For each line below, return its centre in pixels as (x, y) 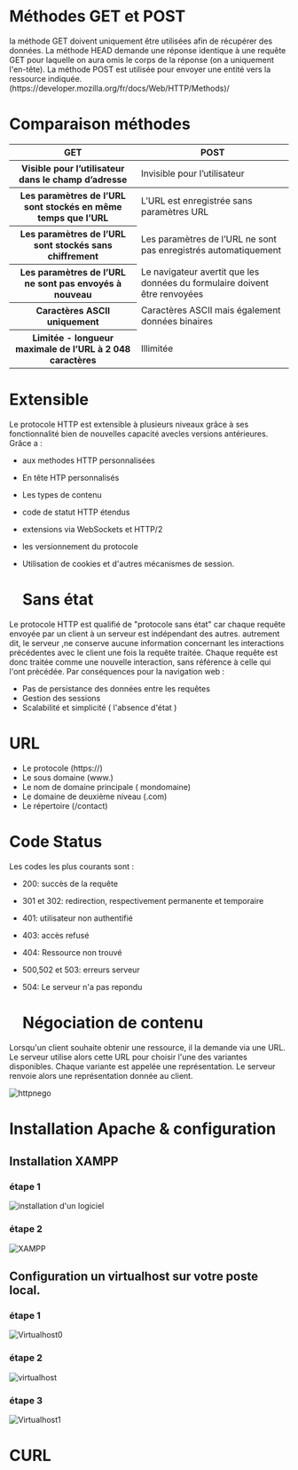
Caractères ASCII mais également (211, 310)
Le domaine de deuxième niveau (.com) (94, 796)
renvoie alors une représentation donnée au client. (101, 1075)
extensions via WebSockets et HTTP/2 (92, 529)
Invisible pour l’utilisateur (192, 173)
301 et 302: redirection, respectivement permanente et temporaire (143, 900)
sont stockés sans (73, 244)
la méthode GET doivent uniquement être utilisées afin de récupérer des (141, 41)
